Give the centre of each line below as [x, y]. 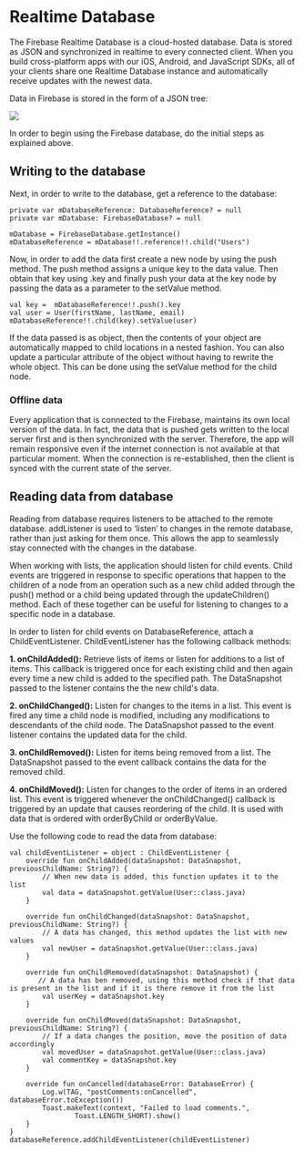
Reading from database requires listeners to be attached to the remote [141, 519]
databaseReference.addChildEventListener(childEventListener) [130, 1140]
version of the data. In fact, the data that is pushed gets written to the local [149, 429]
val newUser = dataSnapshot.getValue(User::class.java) [150, 948]
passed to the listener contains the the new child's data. [114, 688]
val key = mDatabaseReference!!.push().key [95, 304]
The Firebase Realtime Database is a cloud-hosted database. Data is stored [151, 42]
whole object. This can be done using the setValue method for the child [143, 366]
